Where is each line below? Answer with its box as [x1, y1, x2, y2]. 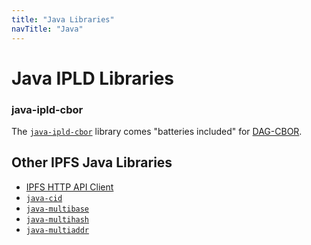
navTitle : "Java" [11, 24, 84, 34]
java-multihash [25, 214, 90, 225]
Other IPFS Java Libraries [11, 154, 173, 171]
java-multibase [25, 204, 90, 214]
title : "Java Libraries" [11, 14, 115, 25]
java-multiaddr [25, 225, 90, 235]
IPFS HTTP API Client [25, 181, 114, 193]
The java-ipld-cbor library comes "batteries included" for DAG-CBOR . [11, 125, 303, 137]
